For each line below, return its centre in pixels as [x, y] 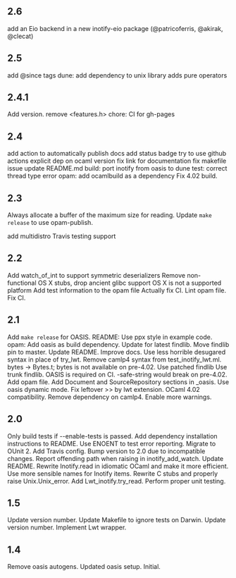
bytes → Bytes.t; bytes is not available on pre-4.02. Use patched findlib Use [117, 367]
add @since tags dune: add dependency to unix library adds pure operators [117, 75]
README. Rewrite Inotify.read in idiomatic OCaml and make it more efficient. [118, 466]
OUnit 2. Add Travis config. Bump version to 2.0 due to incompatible [106, 451]
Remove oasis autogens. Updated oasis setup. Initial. [84, 567]
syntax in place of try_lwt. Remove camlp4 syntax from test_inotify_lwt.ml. [114, 359]
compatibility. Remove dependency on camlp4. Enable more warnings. [110, 397]
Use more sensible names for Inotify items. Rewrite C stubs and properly [113, 473]
